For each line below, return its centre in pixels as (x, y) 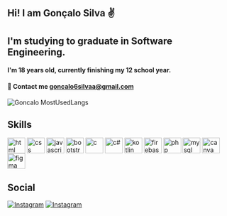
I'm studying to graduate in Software (90, 41)
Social (21, 187)
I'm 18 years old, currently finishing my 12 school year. (89, 70)
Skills (20, 124)
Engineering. (37, 52)
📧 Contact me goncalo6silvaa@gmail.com (71, 86)
